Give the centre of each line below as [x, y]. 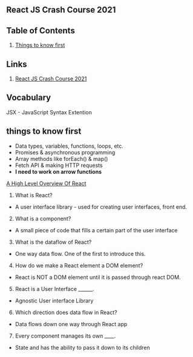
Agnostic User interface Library [54, 300]
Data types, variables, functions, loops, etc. [69, 146]
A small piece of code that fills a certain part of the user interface [96, 230]
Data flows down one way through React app [71, 324]
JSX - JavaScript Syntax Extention [49, 112]
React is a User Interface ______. [55, 289]
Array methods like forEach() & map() [61, 159]
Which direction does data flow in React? [66, 312]
